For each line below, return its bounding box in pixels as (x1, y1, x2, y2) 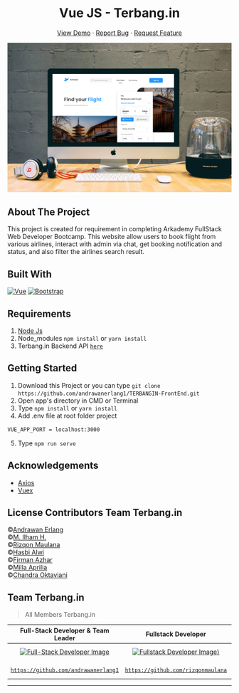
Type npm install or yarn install (17, 403, 117, 412)
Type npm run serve (17, 439, 76, 448)
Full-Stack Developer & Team (20, 626, 110, 635)
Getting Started (7, 362, 78, 374)
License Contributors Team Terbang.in (7, 507, 183, 519)
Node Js (17, 327, 43, 335)
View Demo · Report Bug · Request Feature (56, 28, 183, 37)
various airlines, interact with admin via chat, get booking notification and (7, 240, 223, 248)
